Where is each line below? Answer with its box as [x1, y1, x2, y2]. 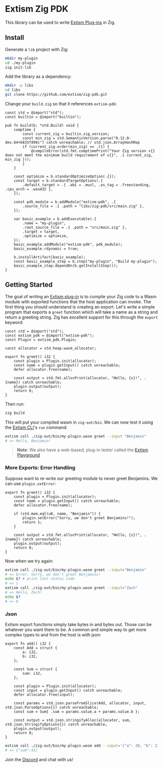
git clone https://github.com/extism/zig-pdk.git [5, 92, 108, 97]
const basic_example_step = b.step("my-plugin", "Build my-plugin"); [14, 259, 158, 264]
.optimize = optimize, [22, 234, 68, 239]
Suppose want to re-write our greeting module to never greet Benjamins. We [5, 475, 158, 481]
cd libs [5, 87, 21, 93]
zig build [5, 410, 25, 415]
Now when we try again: [5, 558, 54, 564]
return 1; [22, 520, 42, 525]
